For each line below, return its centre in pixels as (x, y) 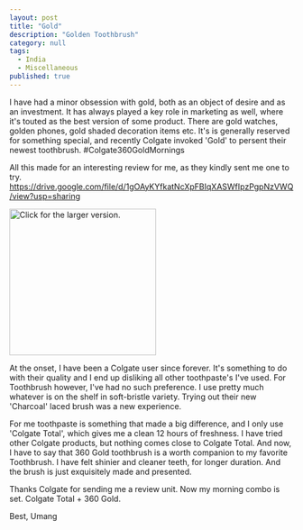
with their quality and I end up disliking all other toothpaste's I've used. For (148, 377)
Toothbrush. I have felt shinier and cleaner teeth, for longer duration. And (145, 461)
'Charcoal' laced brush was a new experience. (96, 406)
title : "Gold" (36, 26)
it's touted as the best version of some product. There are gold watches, (144, 121)
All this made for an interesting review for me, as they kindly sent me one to (150, 167)
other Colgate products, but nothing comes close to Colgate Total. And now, (151, 443)
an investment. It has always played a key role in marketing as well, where (147, 111)
